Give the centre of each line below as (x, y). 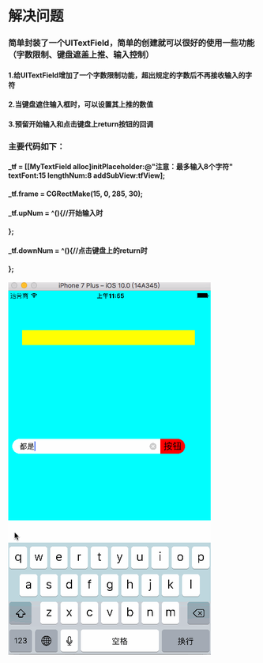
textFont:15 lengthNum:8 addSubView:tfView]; (87, 175)
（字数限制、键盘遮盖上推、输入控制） (81, 55)
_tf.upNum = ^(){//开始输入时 (56, 213)
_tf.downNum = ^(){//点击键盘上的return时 (78, 251)
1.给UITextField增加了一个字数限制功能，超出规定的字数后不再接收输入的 (127, 75)
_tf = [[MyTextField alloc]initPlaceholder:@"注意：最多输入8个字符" (120, 167)
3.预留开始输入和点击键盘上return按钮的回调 (81, 124)
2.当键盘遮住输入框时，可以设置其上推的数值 (81, 104)
